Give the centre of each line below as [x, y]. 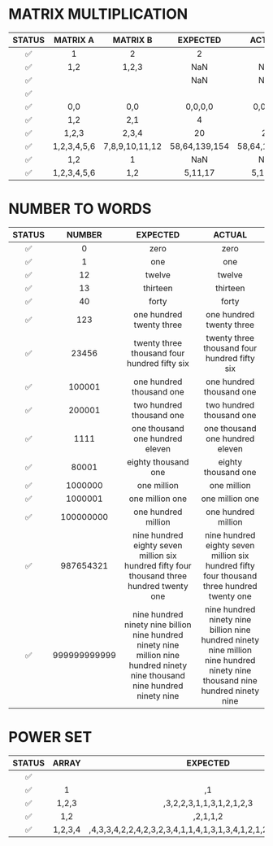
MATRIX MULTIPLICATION [98, 14]
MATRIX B [132, 40]
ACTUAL [230, 234]
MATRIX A [74, 40]
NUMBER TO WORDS [80, 209]
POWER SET [50, 737]
